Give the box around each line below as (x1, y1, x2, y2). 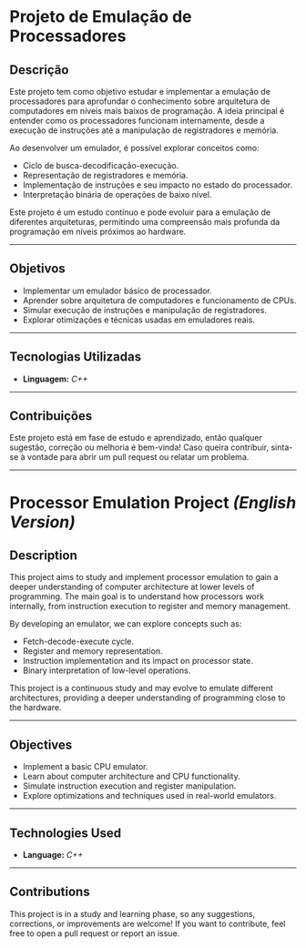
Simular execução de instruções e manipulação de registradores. (22, 304, 267, 315)
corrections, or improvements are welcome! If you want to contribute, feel (9, 918, 286, 929)
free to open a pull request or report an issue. (9, 927, 180, 939)
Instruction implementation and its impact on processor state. (22, 656, 253, 667)
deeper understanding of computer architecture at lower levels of (9, 581, 255, 593)
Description (9, 548, 77, 564)
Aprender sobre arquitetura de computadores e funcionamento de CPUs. (22, 294, 297, 306)
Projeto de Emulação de (9, 6, 193, 27)
